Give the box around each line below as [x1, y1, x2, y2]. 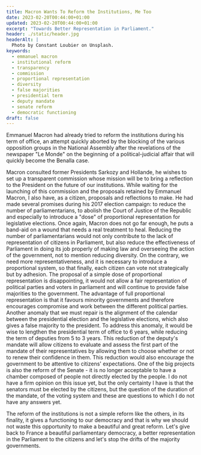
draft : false [6, 115, 39, 121]
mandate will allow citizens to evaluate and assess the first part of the [6, 341, 179, 349]
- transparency [11, 64, 50, 71]
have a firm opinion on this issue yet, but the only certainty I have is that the [6, 379, 194, 386]
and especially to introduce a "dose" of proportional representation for [6, 213, 181, 221]
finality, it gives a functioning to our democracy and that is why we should [6, 417, 189, 424]
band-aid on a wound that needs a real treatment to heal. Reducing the [6, 226, 181, 233]
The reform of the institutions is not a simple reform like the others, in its [6, 410, 185, 418]
